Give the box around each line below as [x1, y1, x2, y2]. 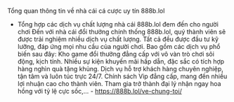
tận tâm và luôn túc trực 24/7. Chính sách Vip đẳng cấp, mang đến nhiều [17, 72, 228, 80]
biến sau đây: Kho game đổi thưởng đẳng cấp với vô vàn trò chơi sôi [17, 50, 214, 58]
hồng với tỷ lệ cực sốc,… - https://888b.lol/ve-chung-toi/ [17, 87, 183, 95]
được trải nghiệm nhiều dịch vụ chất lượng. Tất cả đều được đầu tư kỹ [17, 35, 219, 43]
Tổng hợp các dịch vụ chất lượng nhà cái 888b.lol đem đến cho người [17, 20, 219, 28]
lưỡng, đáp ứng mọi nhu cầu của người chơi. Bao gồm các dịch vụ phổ [17, 43, 221, 50]
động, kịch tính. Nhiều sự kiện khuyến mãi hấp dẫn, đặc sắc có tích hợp [17, 57, 225, 66]
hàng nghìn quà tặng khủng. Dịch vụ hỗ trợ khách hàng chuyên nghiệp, [17, 65, 223, 73]
